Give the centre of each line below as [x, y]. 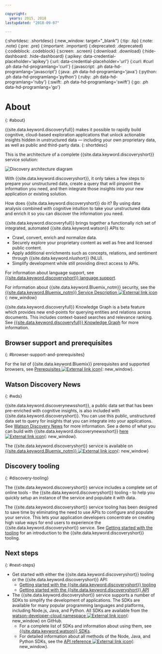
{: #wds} [14, 396]
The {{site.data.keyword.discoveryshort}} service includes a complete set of [81, 487]
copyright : [16, 14]
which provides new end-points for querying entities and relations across [78, 312]
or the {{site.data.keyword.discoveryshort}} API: [60, 579]
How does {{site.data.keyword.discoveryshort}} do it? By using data [73, 203]
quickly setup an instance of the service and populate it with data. [71, 497]
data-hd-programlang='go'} [33, 87]
